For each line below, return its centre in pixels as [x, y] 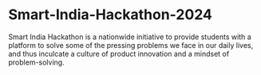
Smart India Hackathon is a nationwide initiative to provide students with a [130, 37]
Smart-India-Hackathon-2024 [111, 15]
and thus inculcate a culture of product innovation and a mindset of [119, 53]
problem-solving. [37, 62]
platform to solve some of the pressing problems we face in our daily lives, [131, 45]
